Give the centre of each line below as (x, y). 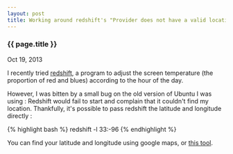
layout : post (26, 14)
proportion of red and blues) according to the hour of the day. (95, 80)
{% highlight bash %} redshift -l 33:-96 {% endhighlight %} (92, 129)
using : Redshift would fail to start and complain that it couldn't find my (108, 101)
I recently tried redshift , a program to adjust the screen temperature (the (110, 73)
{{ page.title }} (32, 44)
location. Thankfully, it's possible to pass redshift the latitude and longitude (114, 108)
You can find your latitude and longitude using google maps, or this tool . (110, 142)
